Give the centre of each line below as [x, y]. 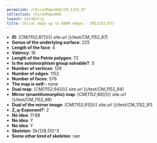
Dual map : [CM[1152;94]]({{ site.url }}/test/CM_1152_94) [68, 89]
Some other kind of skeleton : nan [46, 136]
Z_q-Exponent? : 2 [30, 110]
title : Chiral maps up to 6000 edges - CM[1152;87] [60, 23]
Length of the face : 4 [33, 48]
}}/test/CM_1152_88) [32, 100]
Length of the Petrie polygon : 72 [45, 58]
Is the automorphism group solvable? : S [53, 63]
